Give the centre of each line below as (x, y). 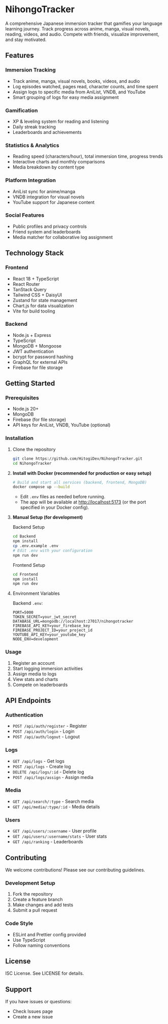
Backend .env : (28, 603)
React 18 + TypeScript (36, 279)
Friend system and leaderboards (47, 231)
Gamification (22, 110)
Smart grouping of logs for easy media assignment (66, 97)
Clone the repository (34, 449)
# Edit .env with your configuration (53, 551)
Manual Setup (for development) (48, 517)
